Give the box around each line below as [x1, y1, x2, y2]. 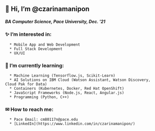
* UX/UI [9, 51, 26, 55]
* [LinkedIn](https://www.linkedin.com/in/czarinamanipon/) [9, 121, 135, 127]
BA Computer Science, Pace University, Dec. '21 [5, 18, 106, 25]
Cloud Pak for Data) [5, 82, 48, 87]
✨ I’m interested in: [5, 31, 52, 38]
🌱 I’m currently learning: [5, 62, 64, 69]
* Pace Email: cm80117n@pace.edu [9, 117, 78, 122]
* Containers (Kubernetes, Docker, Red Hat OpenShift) [9, 86, 124, 91]
